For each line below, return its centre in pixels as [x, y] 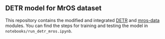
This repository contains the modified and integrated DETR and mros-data [82, 20]
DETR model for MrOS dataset [53, 8]
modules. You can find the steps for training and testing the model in [77, 25]
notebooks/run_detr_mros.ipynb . [39, 31]
